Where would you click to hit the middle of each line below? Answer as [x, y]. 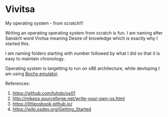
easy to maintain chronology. [35, 58]
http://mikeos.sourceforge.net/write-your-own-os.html [68, 98]
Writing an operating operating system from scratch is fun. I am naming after [84, 33]
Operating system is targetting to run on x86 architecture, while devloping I [82, 68]
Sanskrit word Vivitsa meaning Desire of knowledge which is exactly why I [81, 38]
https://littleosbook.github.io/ [42, 103]
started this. [17, 43]
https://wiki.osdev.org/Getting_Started [52, 109]
